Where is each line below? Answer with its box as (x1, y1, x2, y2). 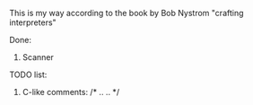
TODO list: (9, 69, 48, 80)
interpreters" (9, 17, 57, 28)
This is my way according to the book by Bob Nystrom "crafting (9, 8, 244, 18)
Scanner (22, 52, 54, 62)
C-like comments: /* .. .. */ (22, 87, 119, 97)
